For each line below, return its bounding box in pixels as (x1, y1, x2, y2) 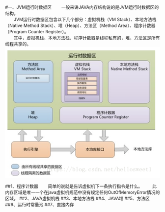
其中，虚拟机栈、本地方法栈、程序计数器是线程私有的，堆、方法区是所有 (14, 35, 160, 41)
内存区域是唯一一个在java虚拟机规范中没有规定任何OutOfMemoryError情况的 (5, 189, 160, 195)
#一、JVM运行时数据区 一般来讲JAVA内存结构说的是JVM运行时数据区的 (5, 4, 159, 10)
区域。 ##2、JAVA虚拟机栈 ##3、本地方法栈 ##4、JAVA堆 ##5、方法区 (5, 195, 150, 201)
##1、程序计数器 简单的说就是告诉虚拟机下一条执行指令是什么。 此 (5, 183, 157, 189)
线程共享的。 (5, 41, 31, 47)
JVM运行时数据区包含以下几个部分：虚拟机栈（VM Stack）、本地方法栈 (14, 17, 157, 22)
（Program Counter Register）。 (5, 29, 69, 34)
